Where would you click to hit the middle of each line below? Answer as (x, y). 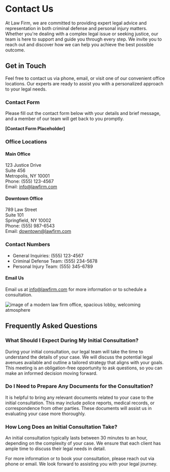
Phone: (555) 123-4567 (30, 182)
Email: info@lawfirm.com (31, 187)
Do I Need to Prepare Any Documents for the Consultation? (79, 386)
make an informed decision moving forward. (52, 373)
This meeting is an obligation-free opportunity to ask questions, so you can (84, 368)
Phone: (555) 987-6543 (30, 226)
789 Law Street (21, 210)
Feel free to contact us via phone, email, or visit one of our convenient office (85, 78)
